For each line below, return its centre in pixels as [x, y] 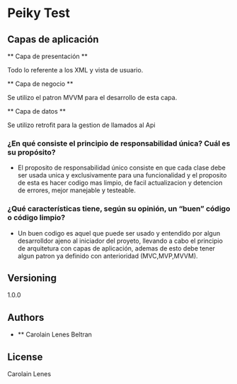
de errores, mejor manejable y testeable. [76, 190]
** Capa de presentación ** [48, 56]
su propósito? [31, 152]
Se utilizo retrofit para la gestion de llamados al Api [81, 125]
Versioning [32, 278]
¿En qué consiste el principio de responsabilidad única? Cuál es [119, 143]
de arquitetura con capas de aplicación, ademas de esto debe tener [116, 248]
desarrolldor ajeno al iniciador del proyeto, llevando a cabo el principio [120, 241]
